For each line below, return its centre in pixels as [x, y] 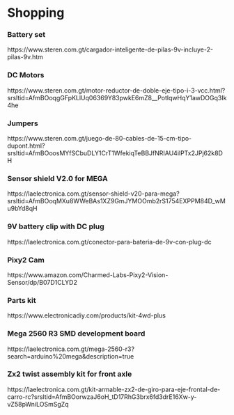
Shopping [36, 13]
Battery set [26, 35]
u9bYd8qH [22, 209]
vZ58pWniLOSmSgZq [38, 404]
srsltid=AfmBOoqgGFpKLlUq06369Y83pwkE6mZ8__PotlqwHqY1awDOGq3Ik [117, 97]
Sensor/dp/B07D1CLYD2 [42, 282]
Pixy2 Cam [26, 260]
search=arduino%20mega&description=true [71, 356]
